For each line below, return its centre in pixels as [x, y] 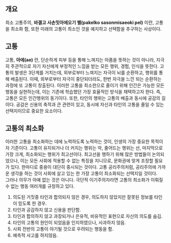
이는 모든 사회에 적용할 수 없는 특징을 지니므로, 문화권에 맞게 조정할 [87, 161]
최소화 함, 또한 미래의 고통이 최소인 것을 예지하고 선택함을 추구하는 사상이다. [86, 29]
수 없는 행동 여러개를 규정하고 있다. [40, 186]
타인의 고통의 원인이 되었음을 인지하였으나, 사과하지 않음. [69, 223]
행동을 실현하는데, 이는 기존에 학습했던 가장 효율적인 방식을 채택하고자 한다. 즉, [83, 91]
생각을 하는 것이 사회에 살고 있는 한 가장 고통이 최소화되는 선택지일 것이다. [84, 174]
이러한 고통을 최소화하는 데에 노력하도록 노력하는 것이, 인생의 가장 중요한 [77, 141]
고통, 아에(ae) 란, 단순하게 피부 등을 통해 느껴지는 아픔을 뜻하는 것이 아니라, [80, 60]
